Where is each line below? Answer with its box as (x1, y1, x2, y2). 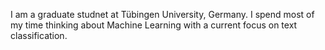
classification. (10, 30, 68, 41)
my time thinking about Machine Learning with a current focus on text (10, 19, 298, 31)
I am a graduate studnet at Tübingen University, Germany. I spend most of (10, 9, 315, 20)
